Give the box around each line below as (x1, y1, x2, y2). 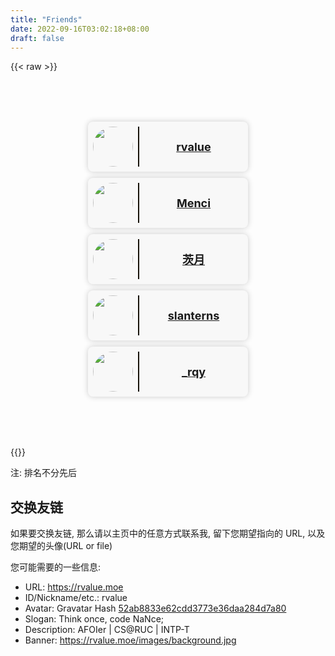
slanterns (167, 308, 220, 323)
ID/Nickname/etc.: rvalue (24, 592, 128, 604)
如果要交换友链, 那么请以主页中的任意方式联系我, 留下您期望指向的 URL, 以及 (10, 527, 326, 540)
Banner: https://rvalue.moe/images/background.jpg (24, 634, 237, 646)
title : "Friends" (10, 14, 83, 25)
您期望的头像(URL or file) (10, 540, 113, 552)
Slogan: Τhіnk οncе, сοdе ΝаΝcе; (24, 613, 165, 625)
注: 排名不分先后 (10, 467, 77, 479)
